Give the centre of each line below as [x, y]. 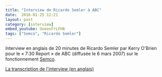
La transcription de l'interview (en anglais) [50, 69]
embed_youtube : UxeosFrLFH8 [35, 29]
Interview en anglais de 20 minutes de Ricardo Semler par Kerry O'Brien [81, 48]
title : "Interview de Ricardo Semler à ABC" [53, 10]
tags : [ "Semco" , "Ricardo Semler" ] [43, 34]
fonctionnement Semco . [31, 59]
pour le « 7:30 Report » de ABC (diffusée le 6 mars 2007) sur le [72, 54]
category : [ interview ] [29, 24]
